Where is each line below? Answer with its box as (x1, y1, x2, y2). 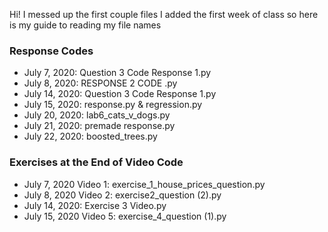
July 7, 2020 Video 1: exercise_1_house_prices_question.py (23, 178, 266, 190)
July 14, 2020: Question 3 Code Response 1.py (23, 88, 217, 100)
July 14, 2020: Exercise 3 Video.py (23, 199, 167, 211)
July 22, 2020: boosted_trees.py (23, 130, 158, 143)
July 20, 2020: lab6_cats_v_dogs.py (23, 109, 171, 121)
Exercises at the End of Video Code (9, 155, 184, 169)
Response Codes (9, 44, 94, 58)
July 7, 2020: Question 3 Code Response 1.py (23, 67, 212, 79)
